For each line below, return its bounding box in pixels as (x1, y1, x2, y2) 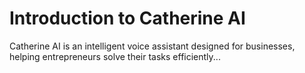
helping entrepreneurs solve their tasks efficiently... (9, 50, 221, 62)
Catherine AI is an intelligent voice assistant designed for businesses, (9, 40, 296, 52)
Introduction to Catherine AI (9, 7, 246, 30)
